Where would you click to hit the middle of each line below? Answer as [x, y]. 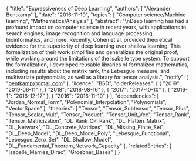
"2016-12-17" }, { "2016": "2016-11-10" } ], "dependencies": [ [87, 96]
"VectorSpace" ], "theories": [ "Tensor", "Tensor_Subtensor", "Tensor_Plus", [98, 108]
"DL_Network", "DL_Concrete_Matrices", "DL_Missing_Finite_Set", [86, 127]
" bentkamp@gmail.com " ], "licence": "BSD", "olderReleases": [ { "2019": [94, 83]
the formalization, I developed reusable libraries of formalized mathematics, [97, 65]
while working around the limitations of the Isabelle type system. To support [98, 58]
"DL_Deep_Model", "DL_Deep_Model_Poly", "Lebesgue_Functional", [88, 133]
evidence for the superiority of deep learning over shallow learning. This [93, 46]
